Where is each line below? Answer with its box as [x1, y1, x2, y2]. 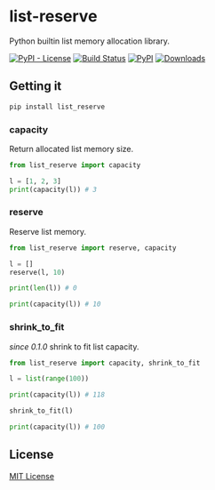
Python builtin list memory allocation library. [9, 36, 171, 46]
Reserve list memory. [9, 226, 87, 237]
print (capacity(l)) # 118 [9, 390, 105, 399]
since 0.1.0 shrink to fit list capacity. [9, 341, 139, 352]
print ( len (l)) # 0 [9, 284, 77, 293]
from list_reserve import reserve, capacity [9, 243, 177, 253]
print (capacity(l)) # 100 [9, 422, 105, 432]
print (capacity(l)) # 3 [9, 185, 98, 194]
